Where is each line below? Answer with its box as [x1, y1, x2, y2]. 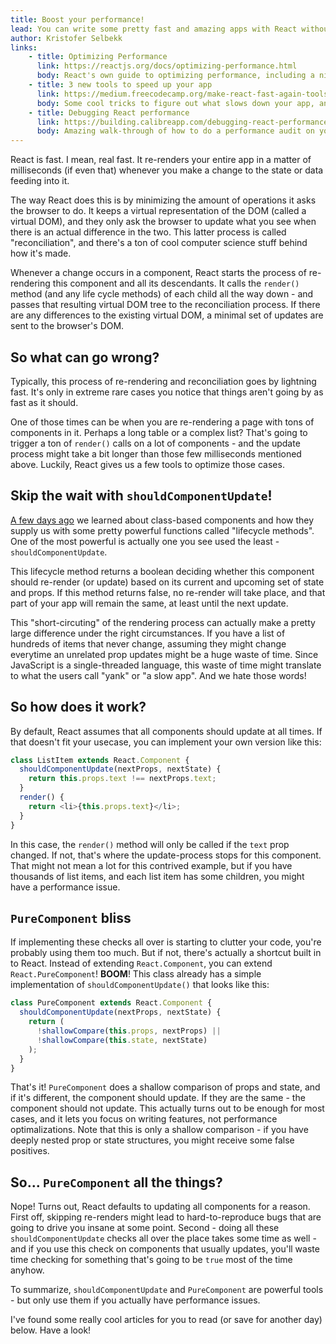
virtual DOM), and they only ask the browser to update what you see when [10, 216, 317, 228]
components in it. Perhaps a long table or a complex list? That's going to [10, 426, 308, 438]
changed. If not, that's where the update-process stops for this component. [10, 849, 322, 861]
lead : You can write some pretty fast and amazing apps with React [10, 24, 298, 34]
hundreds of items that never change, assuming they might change [10, 637, 287, 650]
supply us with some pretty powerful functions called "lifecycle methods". [10, 524, 315, 536]
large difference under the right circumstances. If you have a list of [10, 627, 286, 639]
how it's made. [10, 247, 72, 260]
